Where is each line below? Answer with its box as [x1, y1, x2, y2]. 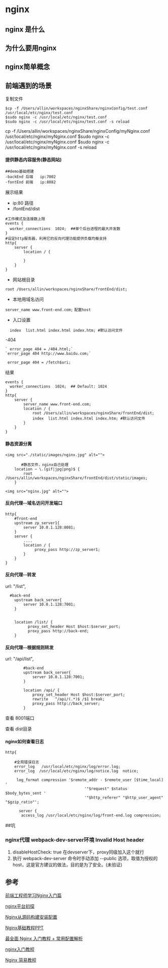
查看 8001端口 [5, 715, 34, 721]
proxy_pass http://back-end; [27, 628, 89, 634]
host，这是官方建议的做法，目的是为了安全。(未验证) [12, 862, 123, 868]
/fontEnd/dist [12, 206, 40, 212]
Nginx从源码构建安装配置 [5, 914, 58, 920]
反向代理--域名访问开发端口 [5, 500, 63, 506]
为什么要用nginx [5, 44, 57, 52]
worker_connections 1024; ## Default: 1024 [10, 384, 107, 389]
